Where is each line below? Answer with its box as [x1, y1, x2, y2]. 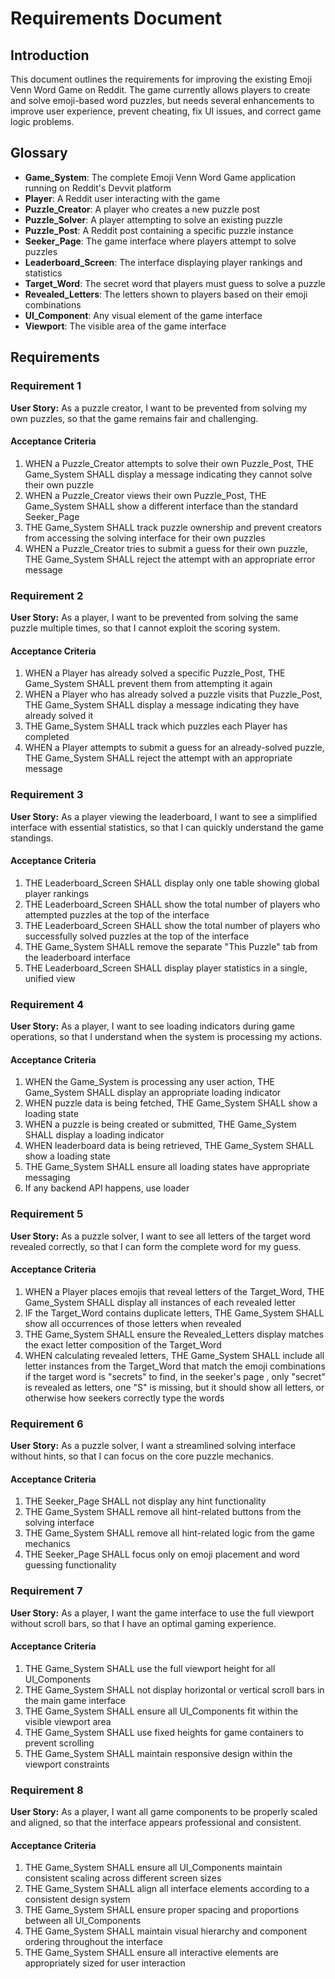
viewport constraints [24, 1758, 110, 1770]
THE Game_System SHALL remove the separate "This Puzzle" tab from [24, 940, 318, 952]
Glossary [10, 145, 68, 162]
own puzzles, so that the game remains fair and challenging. [10, 412, 259, 424]
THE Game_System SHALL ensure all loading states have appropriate [24, 1161, 310, 1173]
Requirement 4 [10, 997, 85, 1011]
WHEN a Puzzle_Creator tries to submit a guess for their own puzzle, [24, 542, 308, 554]
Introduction [10, 47, 90, 64]
